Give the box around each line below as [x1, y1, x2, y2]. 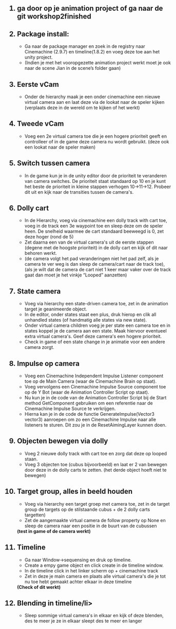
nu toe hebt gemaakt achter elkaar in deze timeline [24, 578, 132, 585]
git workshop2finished [16, 12, 91, 21]
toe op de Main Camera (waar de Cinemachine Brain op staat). [24, 378, 157, 384]
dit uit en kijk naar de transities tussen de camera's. [24, 189, 134, 195]
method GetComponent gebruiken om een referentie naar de [24, 400, 153, 406]
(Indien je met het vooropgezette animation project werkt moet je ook [24, 60, 171, 66]
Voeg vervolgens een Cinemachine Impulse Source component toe [24, 384, 166, 390]
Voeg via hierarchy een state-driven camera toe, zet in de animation [24, 301, 168, 307]
